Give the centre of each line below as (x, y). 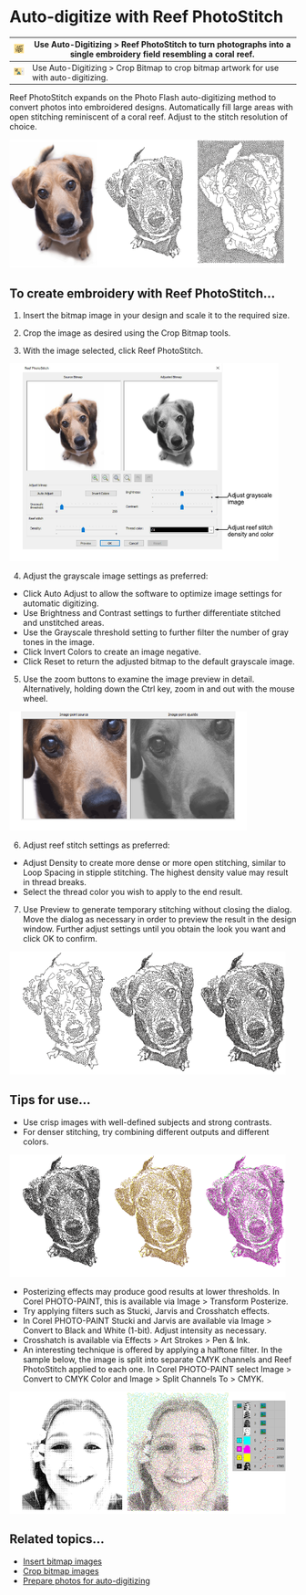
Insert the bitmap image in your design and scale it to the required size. (156, 315)
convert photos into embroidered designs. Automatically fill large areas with (151, 108)
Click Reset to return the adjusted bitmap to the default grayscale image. (158, 662)
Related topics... (57, 1539)
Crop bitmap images (61, 1570)
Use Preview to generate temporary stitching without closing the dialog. (157, 909)
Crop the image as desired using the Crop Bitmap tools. (127, 333)
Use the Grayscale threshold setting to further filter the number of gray (156, 632)
